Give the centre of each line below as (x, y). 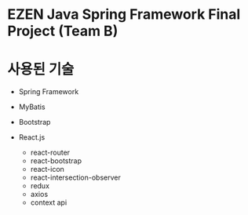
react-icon (47, 169)
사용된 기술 (41, 69)
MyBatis (32, 107)
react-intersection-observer (75, 177)
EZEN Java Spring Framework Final (124, 15)
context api (49, 202)
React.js (32, 137)
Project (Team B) (63, 31)
